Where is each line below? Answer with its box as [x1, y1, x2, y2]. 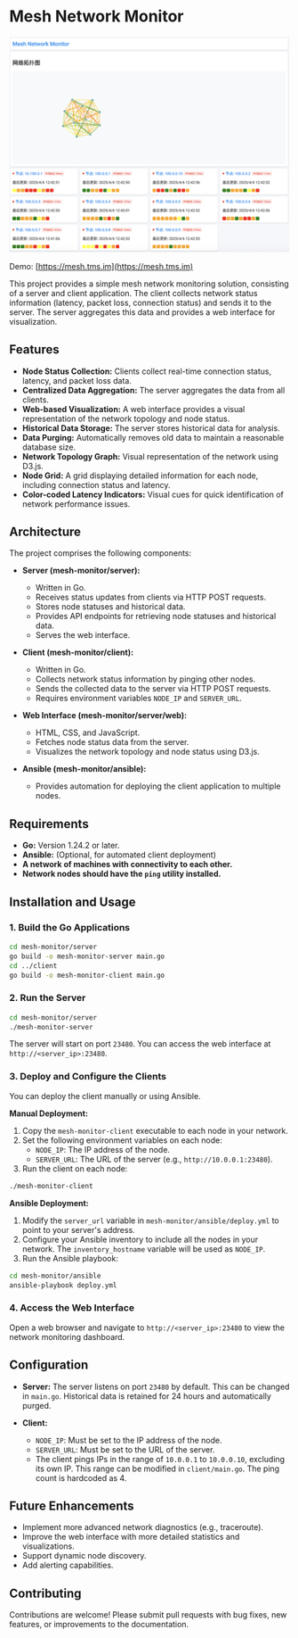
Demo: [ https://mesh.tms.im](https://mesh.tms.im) [9, 261, 194, 271]
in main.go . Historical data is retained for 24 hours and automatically [21, 1390, 271, 1402]
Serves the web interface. [35, 630, 131, 641]
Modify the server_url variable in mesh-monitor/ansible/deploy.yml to [21, 1215, 279, 1226]
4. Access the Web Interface [9, 1302, 135, 1314]
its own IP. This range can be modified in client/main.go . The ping [35, 1463, 280, 1474]
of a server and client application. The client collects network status [9, 287, 258, 298]
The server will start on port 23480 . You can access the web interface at [9, 1038, 271, 1049]
